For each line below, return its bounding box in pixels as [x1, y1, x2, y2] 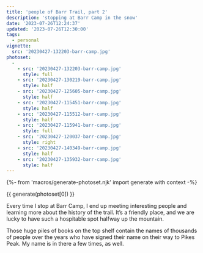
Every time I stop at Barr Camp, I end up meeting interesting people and [6, 202, 187, 210]
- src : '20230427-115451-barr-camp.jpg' [17, 99, 122, 105]
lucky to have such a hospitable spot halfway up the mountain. [6, 215, 164, 223]
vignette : [6, 43, 32, 49]
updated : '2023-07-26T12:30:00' [6, 26, 89, 32]
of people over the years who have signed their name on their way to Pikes [6, 233, 195, 241]
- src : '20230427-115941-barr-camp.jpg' [17, 123, 122, 129]
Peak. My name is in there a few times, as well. [6, 240, 124, 248]
